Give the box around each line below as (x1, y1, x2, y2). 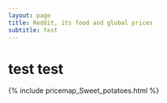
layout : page (8, 11, 51, 20)
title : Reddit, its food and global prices (8, 19, 154, 27)
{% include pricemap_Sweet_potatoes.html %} (8, 86, 160, 95)
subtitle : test (8, 26, 58, 34)
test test (8, 60, 64, 78)
